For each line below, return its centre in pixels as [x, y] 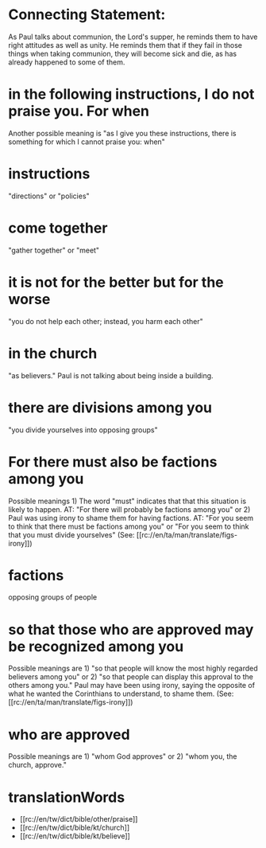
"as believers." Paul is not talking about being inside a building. [111, 375]
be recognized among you [96, 646]
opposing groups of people [53, 597]
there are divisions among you [110, 407]
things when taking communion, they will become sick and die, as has [122, 53]
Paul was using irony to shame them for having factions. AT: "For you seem [131, 518]
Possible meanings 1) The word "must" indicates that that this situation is [127, 501]
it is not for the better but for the [116, 282]
